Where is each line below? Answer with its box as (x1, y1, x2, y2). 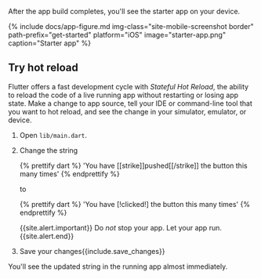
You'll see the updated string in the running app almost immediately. (8, 262, 228, 271)
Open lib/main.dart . (19, 130, 88, 139)
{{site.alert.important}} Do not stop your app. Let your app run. (19, 223, 222, 232)
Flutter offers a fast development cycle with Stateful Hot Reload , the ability (8, 82, 249, 91)
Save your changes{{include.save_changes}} (19, 246, 165, 255)
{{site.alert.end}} (19, 231, 74, 241)
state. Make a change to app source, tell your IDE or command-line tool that (8, 98, 252, 108)
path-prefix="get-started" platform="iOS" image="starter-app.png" (8, 31, 226, 39)
